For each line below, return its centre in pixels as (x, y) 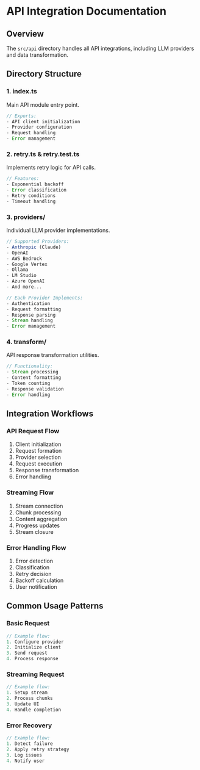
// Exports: (21, 116)
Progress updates (37, 525)
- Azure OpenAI (26, 281)
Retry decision (33, 574)
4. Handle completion (34, 710)
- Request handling (31, 133)
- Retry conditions (31, 196)
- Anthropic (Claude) (34, 247)
